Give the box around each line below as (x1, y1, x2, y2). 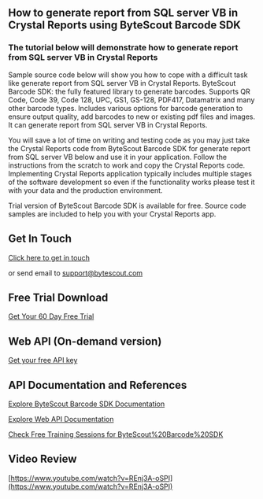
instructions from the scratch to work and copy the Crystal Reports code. (8, 161, 246, 170)
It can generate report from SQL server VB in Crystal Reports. (8, 120, 208, 129)
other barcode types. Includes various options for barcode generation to (8, 103, 243, 113)
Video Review (8, 453, 77, 466)
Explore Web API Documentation (8, 414, 114, 423)
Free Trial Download (8, 290, 109, 304)
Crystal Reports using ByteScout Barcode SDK (8, 19, 242, 32)
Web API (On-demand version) (8, 335, 162, 348)
